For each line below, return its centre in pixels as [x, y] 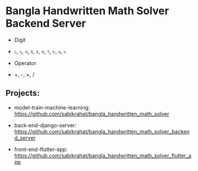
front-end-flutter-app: [41, 149]
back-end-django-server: [45, 125]
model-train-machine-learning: [52, 107]
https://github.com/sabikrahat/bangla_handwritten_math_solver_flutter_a [103, 156]
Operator [25, 63]
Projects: [23, 93]
